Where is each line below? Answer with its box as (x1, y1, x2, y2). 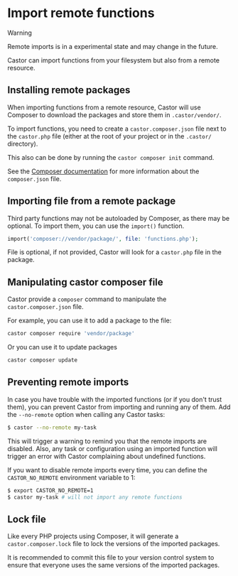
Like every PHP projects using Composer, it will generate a (7, 532, 179, 540)
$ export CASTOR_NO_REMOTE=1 (7, 487, 94, 494)
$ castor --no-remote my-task (7, 424, 97, 431)
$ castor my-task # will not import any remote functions (7, 494, 183, 501)
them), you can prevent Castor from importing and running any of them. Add (7, 403, 231, 411)
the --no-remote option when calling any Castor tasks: (7, 410, 166, 418)
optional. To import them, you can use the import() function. (7, 222, 185, 230)
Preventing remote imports (7, 376, 129, 388)
